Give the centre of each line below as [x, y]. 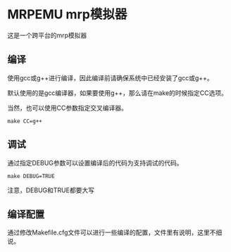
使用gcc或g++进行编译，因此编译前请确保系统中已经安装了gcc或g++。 [110, 77]
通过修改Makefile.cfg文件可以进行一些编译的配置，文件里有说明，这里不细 [115, 232]
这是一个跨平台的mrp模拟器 [47, 35]
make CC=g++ [25, 121]
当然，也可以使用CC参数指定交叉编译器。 [68, 108]
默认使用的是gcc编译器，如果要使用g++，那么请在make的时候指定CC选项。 [117, 93]
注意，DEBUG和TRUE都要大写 [51, 190]
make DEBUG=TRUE [31, 176]
